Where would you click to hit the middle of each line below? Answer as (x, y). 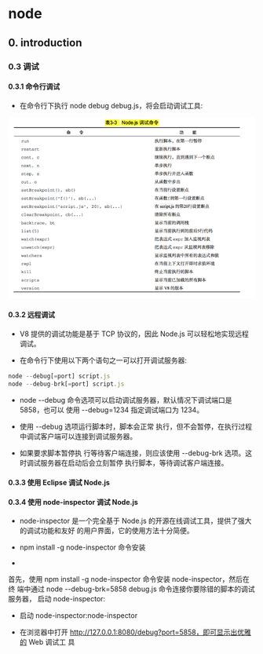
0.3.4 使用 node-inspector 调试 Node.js (73, 502)
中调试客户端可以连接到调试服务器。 (78, 437)
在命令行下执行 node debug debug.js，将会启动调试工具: (111, 105)
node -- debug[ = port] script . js (59, 376)
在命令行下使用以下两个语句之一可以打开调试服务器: (103, 360)
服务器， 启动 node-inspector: (57, 599)
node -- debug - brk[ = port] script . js (66, 384)
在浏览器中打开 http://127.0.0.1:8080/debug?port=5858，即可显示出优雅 (135, 632)
